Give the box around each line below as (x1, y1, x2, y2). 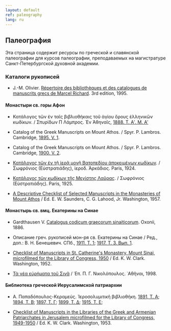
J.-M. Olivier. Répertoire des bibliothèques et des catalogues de (12, 85, 147, 91)
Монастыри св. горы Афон (5, 102, 65, 108)
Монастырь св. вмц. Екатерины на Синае (5, 208, 99, 214)
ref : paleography (5, 12, 42, 17)
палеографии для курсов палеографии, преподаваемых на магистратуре (5, 55, 166, 61)
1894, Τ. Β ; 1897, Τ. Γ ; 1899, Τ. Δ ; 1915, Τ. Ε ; (12, 299, 103, 305)
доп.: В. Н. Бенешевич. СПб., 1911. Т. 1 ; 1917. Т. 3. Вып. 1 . (12, 239, 133, 246)
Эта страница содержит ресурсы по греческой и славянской (5, 50, 139, 56)
